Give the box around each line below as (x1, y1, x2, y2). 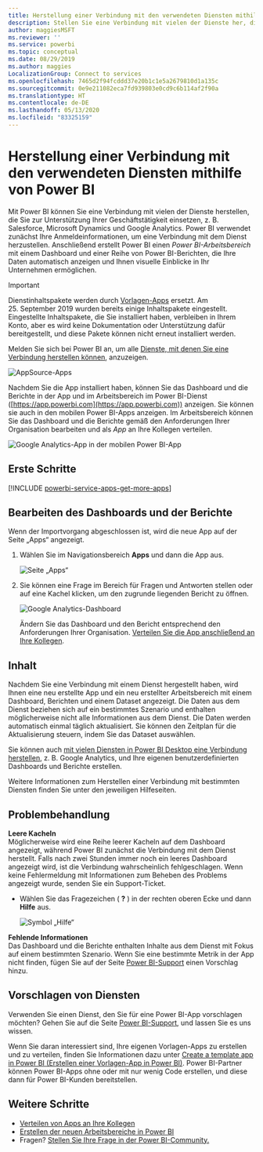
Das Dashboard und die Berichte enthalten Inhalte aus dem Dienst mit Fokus (8, 941, 254, 950)
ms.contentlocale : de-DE (8, 99, 89, 107)
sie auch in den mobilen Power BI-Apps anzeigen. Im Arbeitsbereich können (8, 407, 254, 417)
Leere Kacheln (8, 829, 56, 838)
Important (8, 280, 40, 290)
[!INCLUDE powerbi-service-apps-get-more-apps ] (8, 483, 172, 493)
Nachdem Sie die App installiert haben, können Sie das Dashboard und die (8, 382, 249, 392)
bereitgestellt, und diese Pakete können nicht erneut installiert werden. (8, 329, 236, 338)
